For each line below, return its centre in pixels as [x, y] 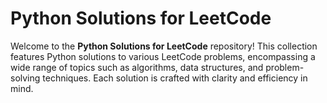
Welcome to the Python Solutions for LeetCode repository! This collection [164, 46]
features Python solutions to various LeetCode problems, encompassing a [163, 56]
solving [25, 78]
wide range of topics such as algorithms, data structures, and [137, 67]
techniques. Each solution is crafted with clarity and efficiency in [175, 78]
